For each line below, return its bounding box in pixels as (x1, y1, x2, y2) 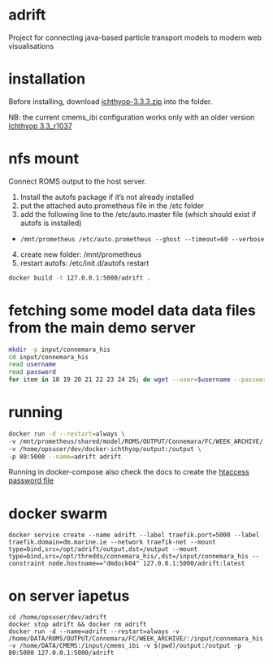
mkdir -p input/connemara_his (8, 345, 111, 354)
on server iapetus (8, 587, 130, 605)
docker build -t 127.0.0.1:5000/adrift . (8, 274, 151, 282)
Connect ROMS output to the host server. (8, 176, 147, 186)
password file (8, 475, 54, 485)
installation (8, 70, 86, 89)
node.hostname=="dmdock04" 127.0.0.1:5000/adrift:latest (48, 559, 245, 568)
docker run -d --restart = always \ (8, 429, 126, 438)
